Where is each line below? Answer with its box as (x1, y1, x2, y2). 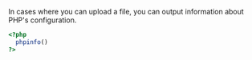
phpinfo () (15, 38, 48, 46)
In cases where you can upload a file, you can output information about (8, 7, 245, 16)
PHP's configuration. (8, 15, 77, 25)
